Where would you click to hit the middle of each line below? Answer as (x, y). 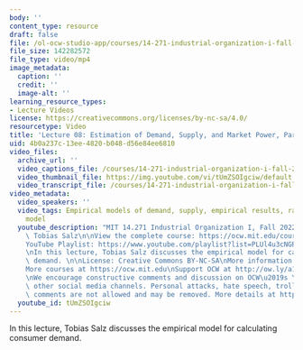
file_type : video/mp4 (50, 60)
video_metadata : (40, 194)
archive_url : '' (48, 160)
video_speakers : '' (54, 203)
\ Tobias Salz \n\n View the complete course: (110, 235)
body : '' (26, 18)
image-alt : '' (44, 93)
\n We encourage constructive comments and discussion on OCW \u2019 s (157, 278)
